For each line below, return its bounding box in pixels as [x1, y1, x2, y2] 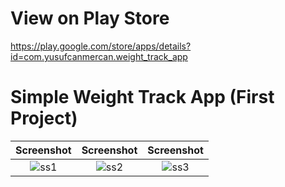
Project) [10, 107, 78, 130]
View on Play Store [10, 7, 170, 30]
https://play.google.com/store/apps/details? [10, 40, 192, 52]
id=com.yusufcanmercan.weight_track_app [10, 50, 188, 62]
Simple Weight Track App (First [10, 86, 275, 109]
